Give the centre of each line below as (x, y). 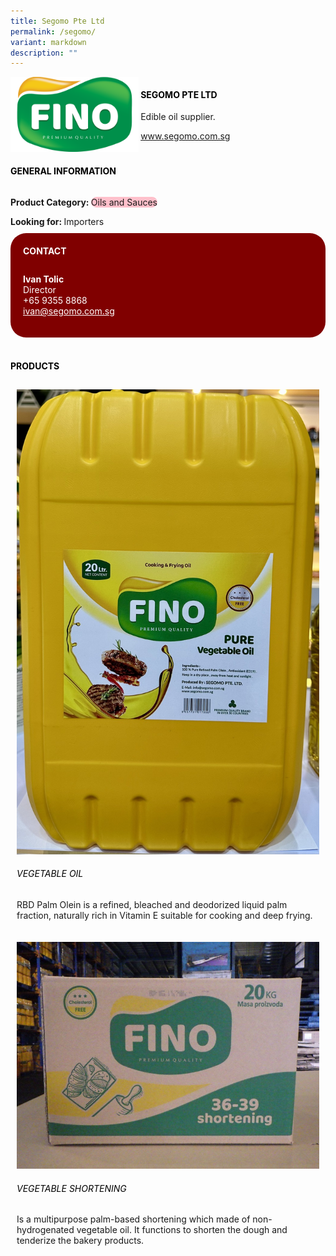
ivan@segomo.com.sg (69, 311)
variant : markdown (48, 42)
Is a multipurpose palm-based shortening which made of (133, 1219)
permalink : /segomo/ (53, 31)
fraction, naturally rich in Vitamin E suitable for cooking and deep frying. (164, 916)
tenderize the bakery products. (80, 1241)
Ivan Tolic (44, 279)
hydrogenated (45, 1230)
